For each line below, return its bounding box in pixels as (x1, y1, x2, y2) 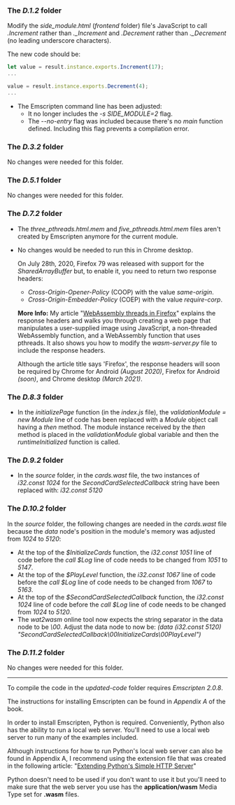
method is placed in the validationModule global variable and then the (17, 430, 219, 438)
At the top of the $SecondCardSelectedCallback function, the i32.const (17, 593, 224, 601)
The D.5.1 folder (7, 175, 62, 185)
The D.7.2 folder (7, 209, 63, 219)
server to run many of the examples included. (7, 733, 138, 741)
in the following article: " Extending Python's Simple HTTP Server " (7, 762, 197, 770)
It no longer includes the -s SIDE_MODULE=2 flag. (27, 109, 173, 118)
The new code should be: (7, 50, 81, 58)
